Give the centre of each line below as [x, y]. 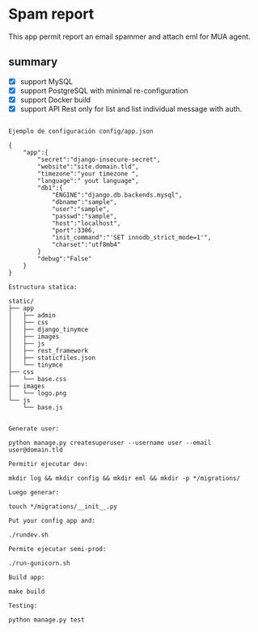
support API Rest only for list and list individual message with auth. [131, 108]
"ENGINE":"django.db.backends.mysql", [117, 195]
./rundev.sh [28, 535]
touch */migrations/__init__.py [63, 507]
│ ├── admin [32, 316]
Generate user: [34, 429]
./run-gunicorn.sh [39, 563]
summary [33, 62]
